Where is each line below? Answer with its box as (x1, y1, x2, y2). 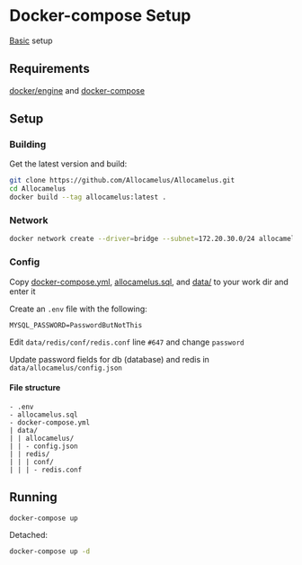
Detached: (9, 530, 48, 541)
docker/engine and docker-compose (9, 85, 146, 95)
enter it (9, 285, 36, 297)
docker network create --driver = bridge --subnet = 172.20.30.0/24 (9, 235, 255, 244)
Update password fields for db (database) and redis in (9, 354, 209, 364)
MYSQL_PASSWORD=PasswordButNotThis (9, 320, 143, 329)
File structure (9, 382, 61, 393)
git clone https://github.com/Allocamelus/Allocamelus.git (9, 176, 235, 185)
